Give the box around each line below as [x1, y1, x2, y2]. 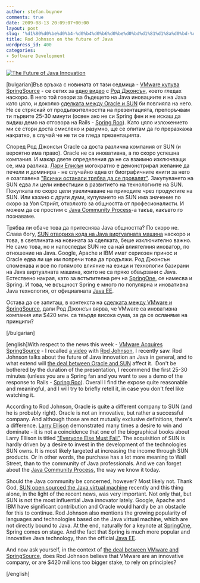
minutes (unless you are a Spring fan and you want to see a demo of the [6, 372, 183, 380]
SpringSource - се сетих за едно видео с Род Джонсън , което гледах [6, 87, 182, 94]
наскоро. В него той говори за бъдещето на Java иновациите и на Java [6, 93, 187, 101]
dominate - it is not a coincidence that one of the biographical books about [6, 428, 190, 435]
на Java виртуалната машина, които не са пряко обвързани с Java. [6, 268, 177, 275]
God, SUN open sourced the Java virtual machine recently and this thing [6, 484, 184, 491]
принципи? [6, 318, 34, 325]
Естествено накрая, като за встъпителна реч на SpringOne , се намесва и [6, 274, 192, 281]
